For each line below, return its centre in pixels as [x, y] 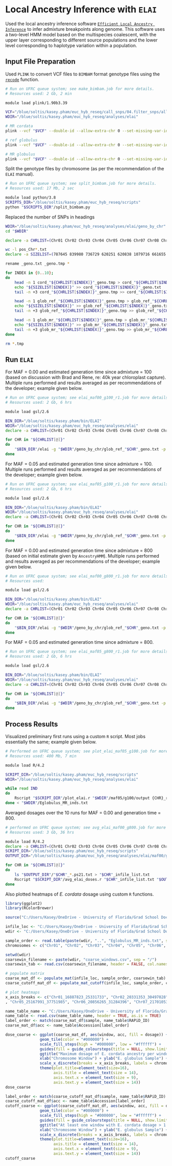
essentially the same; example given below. [51, 742]
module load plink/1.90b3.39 [36, 103]
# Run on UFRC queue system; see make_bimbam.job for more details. [80, 89]
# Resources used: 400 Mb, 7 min [41, 756]
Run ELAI [19, 359]
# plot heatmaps [23, 992]
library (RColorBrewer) [29, 908]
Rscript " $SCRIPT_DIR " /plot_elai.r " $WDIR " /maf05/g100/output [82, 798]
